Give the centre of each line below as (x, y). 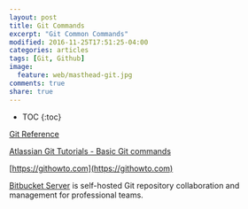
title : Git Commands (47, 26)
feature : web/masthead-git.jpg (75, 75)
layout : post (33, 17)
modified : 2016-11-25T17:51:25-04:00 (79, 42)
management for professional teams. (76, 195)
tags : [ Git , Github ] (47, 58)
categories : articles (49, 50)
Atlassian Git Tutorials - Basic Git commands (90, 151)
